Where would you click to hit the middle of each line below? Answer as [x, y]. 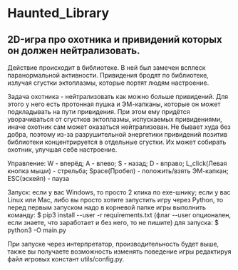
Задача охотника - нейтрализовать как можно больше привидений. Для [118, 97]
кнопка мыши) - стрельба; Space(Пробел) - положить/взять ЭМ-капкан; [118, 171]
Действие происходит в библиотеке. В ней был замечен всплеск [107, 68]
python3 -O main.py [37, 230]
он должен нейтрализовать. [74, 50]
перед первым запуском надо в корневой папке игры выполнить [107, 207]
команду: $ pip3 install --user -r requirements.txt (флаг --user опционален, [119, 215]
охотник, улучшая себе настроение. [62, 150]
